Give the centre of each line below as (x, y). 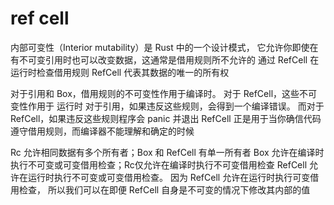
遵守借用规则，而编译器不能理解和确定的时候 (102, 131)
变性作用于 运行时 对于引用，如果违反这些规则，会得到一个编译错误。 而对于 (167, 106)
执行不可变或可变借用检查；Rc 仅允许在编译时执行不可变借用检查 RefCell (159, 164)
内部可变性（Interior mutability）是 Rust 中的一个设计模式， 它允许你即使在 (164, 47)
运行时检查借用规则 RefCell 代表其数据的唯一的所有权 (120, 72)
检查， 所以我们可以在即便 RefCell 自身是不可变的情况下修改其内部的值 (164, 189)
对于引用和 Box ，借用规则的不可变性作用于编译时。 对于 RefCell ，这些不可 (164, 93)
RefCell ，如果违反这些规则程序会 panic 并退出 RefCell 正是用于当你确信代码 (166, 118)
